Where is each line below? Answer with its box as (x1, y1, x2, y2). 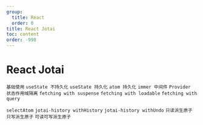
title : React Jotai (6, 25, 56, 32)
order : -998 (6, 37, 36, 43)
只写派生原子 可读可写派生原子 (6, 114, 72, 120)
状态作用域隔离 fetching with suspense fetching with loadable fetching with (6, 90, 198, 97)
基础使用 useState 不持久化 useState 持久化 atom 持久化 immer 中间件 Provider (6, 84, 191, 90)
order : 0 (12, 20, 34, 26)
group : (6, 8, 23, 15)
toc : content (6, 31, 39, 37)
